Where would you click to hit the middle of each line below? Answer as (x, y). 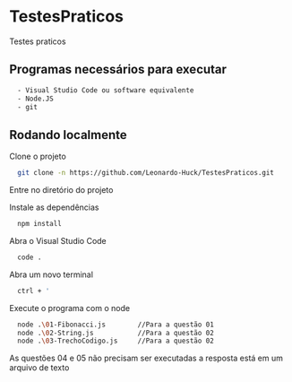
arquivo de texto (39, 368)
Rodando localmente (68, 135)
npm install (40, 224)
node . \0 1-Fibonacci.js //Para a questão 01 (116, 325)
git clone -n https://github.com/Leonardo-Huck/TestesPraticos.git (146, 173)
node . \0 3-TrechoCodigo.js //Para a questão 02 (116, 341)
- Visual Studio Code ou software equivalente (106, 90)
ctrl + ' (34, 291)
